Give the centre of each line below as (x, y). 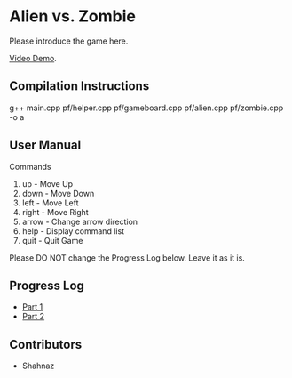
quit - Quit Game (52, 240)
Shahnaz (38, 366)
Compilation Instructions (79, 86)
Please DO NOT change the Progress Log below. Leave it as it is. (127, 257)
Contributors (46, 344)
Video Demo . (33, 58)
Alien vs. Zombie (72, 16)
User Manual (45, 145)
